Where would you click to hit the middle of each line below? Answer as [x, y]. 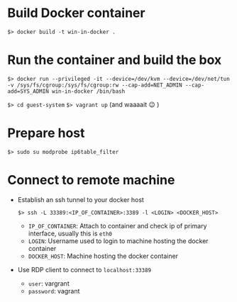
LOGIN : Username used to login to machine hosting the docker [118, 241]
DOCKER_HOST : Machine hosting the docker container [103, 256]
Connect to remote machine [91, 180]
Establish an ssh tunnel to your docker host [81, 199]
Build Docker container [76, 13]
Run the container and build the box [115, 60]
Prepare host [46, 133]
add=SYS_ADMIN [28, 91]
